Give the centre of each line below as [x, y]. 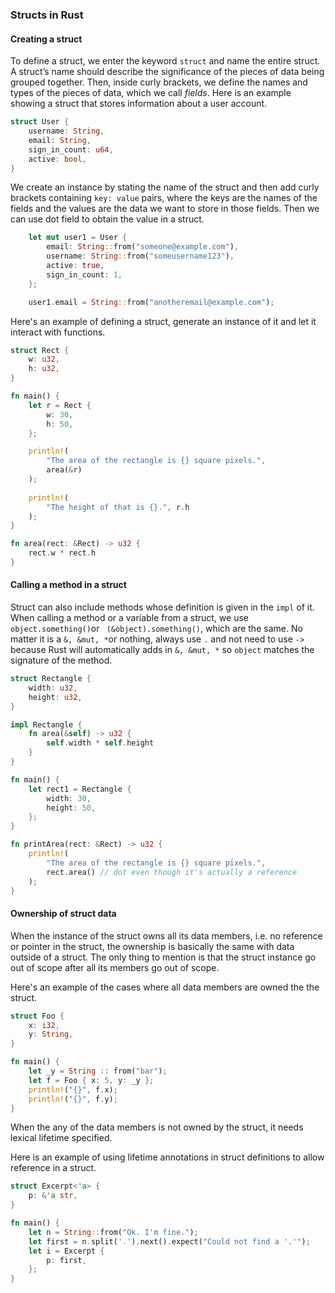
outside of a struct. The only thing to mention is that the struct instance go [163, 957]
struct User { [40, 122]
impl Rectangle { [46, 724]
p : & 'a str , [53, 1196]
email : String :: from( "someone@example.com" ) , [143, 247]
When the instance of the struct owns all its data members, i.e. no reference [166, 935]
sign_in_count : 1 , [84, 274]
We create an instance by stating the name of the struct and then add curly [165, 187]
